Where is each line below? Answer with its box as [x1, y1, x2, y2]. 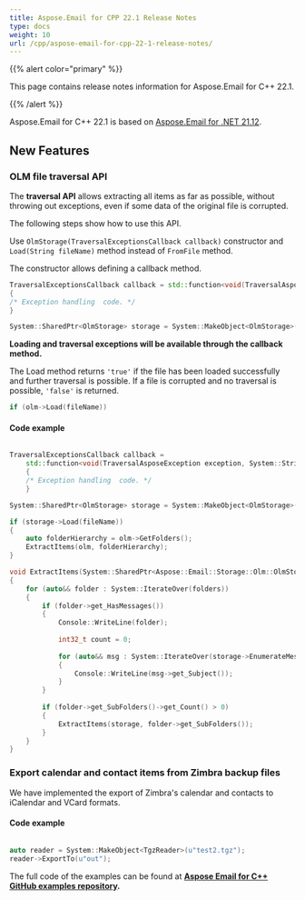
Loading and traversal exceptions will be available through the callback [9, 338, 283, 350]
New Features [9, 143, 90, 158]
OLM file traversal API [9, 170, 108, 183]
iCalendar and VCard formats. [9, 796, 121, 807]
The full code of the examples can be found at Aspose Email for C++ [9, 870, 269, 882]
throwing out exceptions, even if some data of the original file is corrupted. [9, 200, 289, 211]
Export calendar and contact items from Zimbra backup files [9, 766, 281, 779]
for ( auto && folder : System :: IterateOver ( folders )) [25, 584, 230, 594]
